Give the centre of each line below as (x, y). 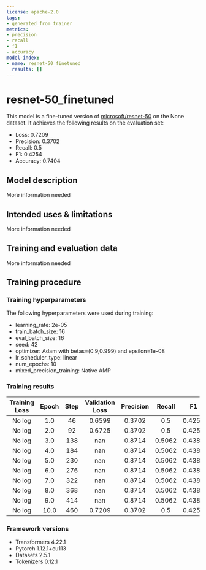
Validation (100, 402)
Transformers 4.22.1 (40, 542)
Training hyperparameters (46, 300)
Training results (30, 387)
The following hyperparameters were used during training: (80, 313)
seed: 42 (26, 345)
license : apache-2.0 (33, 12)
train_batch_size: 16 (40, 331)
